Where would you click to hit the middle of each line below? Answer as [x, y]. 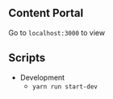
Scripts [27, 58]
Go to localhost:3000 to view [57, 32]
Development [42, 77]
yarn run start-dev [65, 87]
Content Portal [46, 13]
